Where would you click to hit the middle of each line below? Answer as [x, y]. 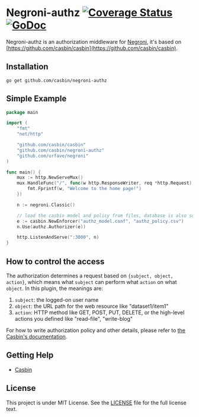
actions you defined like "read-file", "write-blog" [74, 319]
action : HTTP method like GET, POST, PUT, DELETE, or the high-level [99, 312]
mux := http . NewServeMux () [50, 178]
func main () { [24, 172]
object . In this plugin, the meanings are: [55, 288]
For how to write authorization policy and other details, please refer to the [96, 330]
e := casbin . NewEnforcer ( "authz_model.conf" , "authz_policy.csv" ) [100, 221]
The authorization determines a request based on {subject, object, [90, 276]
